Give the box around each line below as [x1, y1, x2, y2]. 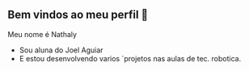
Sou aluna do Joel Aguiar [19, 45, 103, 55]
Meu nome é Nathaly [7, 29, 78, 39]
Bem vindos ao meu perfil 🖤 [7, 8, 149, 22]
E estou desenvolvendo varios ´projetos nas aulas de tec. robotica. [19, 53, 242, 63]
